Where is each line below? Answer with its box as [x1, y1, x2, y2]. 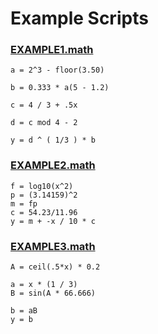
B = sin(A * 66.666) [10, 288, 97, 299]
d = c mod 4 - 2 [10, 118, 78, 128]
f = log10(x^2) [10, 181, 74, 191]
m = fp [10, 198, 38, 209]
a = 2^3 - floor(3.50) [10, 65, 105, 76]
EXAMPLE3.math [10, 239, 96, 253]
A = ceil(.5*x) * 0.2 [10, 262, 101, 272]
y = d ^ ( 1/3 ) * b [10, 135, 97, 146]
